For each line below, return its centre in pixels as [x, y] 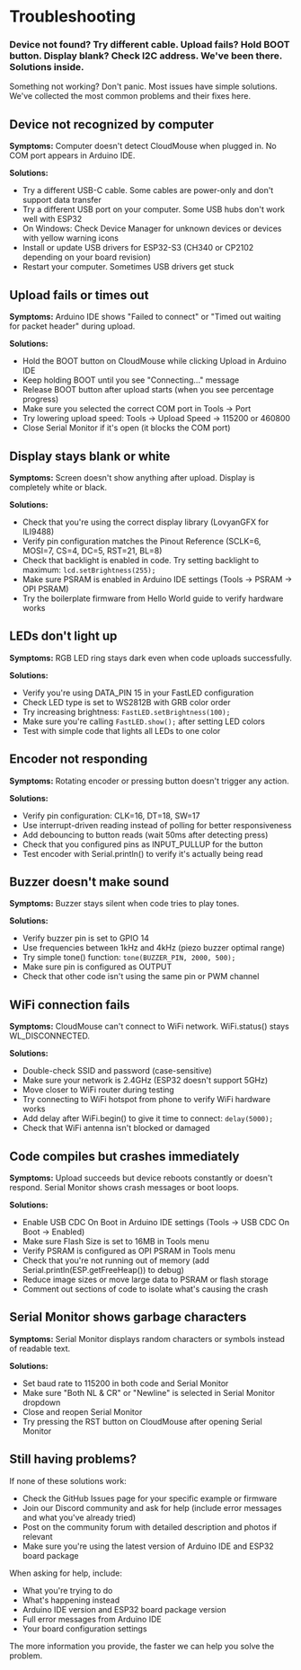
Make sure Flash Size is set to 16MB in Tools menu [115, 1241]
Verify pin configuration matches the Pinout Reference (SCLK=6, [142, 541]
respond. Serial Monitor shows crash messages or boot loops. [124, 1187]
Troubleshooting [73, 17]
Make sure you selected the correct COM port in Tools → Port [137, 409]
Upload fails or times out [79, 295]
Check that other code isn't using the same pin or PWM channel [141, 976]
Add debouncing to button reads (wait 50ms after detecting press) [145, 835]
